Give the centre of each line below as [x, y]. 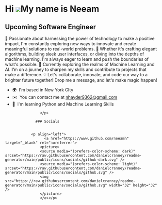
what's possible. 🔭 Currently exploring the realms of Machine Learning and [80, 64]
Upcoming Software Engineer [50, 27]
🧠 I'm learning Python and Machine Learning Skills [63, 104]
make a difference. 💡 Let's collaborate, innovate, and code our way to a [76, 75]
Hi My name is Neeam [52, 9]
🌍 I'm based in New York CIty [43, 90]
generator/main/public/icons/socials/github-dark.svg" [62, 160]
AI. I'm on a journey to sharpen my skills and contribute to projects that [76, 69]
